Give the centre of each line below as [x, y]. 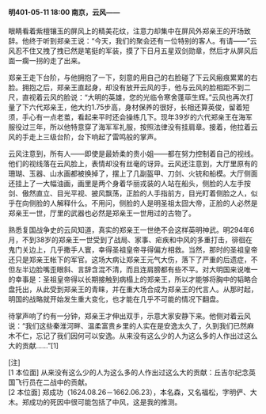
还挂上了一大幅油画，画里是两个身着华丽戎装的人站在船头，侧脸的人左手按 [129, 184]
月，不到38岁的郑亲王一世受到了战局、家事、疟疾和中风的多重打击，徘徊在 [131, 240]
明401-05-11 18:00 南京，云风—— [64, 12]
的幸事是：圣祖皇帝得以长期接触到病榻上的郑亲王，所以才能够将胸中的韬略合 [133, 279]
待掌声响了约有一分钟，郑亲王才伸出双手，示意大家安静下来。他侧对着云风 [129, 316]
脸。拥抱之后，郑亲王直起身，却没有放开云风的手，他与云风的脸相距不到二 [129, 88]
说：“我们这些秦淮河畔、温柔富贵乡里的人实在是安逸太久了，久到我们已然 [128, 326]
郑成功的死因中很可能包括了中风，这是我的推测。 [102, 402]
